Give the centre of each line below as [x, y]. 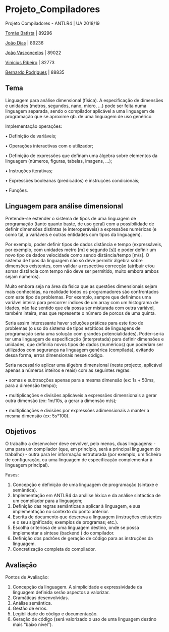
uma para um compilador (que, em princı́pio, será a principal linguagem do [83, 449]
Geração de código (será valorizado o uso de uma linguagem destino [84, 619]
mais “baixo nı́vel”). [33, 624]
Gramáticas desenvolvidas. [41, 598]
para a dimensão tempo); [31, 385]
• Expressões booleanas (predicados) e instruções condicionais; [72, 180]
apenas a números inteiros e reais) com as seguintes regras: [68, 370]
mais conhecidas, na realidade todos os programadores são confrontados [82, 291]
